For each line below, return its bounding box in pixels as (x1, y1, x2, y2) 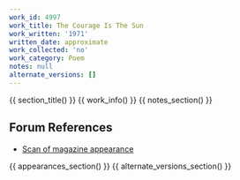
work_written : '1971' (9, 29, 89, 38)
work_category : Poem (9, 54, 86, 63)
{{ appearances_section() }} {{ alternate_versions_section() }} (9, 161, 232, 171)
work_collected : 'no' (9, 46, 89, 55)
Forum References (9, 120, 113, 135)
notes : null (9, 63, 53, 71)
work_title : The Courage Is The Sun (9, 21, 144, 30)
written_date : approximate (9, 37, 109, 47)
